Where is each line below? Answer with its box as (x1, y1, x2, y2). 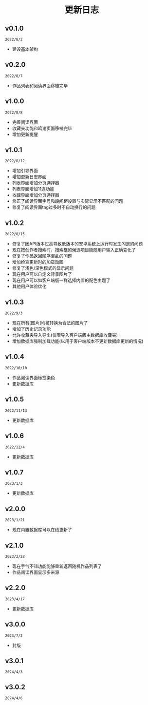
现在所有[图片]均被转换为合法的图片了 (12, 320, 89, 326)
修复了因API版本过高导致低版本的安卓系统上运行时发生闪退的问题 (12, 241, 143, 247)
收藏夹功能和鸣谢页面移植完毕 (12, 125, 72, 131)
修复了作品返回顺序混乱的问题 (12, 253, 72, 259)
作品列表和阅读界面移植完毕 (12, 82, 68, 88)
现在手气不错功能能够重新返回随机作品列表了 (12, 563, 102, 569)
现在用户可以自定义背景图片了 (12, 271, 72, 277)
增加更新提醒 (12, 131, 38, 137)
